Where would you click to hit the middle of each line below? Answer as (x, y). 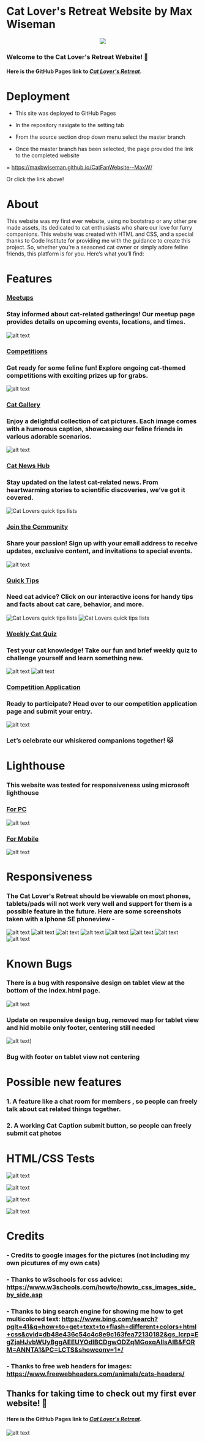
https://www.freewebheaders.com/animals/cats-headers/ (95, 1374)
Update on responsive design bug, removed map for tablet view (102, 1019)
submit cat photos (34, 1133)
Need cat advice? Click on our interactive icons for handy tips (100, 597)
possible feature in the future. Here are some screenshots (94, 911)
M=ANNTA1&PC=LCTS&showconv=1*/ (65, 1350)
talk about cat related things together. (64, 1109)
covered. (20, 497)
